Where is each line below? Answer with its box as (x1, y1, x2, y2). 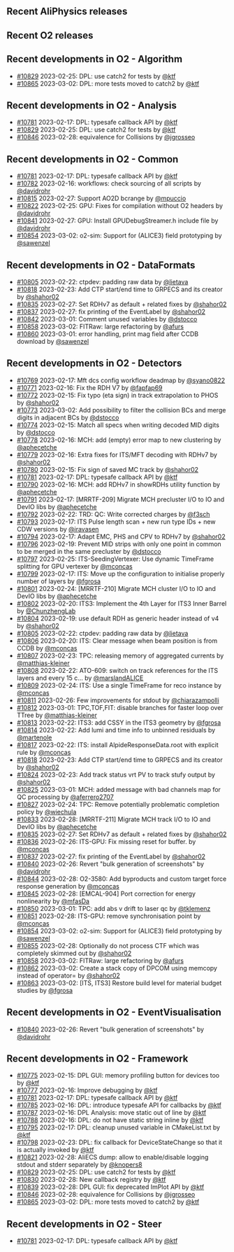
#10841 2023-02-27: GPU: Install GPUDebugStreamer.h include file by (16, 216, 219, 225)
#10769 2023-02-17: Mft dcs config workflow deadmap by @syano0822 (16, 376, 226, 384)
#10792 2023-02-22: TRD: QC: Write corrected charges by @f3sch (16, 510, 210, 518)
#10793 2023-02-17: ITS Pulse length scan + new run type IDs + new (16, 517, 216, 526)
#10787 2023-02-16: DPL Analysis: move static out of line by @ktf (16, 1108, 207, 1117)
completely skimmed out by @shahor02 (16, 949, 132, 957)
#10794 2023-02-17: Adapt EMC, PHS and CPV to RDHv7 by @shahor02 (16, 532, 226, 541)
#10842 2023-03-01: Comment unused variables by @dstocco (16, 315, 198, 324)
